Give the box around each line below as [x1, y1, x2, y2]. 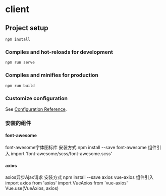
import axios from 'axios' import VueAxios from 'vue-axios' [5, 180, 128, 186]
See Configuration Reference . [5, 106, 67, 112]
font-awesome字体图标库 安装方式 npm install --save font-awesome [5, 145, 147, 151]
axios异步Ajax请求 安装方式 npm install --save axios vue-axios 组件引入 [5, 174, 154, 180]
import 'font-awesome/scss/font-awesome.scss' [11, 151, 113, 157]
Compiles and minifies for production [5, 72, 98, 79]
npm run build [5, 83, 35, 88]
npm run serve [5, 60, 35, 65]
